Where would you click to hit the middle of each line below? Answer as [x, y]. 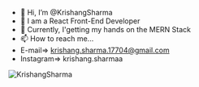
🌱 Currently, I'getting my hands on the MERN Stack [105, 29]
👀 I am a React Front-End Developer [80, 21]
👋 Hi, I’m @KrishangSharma [66, 12]
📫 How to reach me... [57, 39]
